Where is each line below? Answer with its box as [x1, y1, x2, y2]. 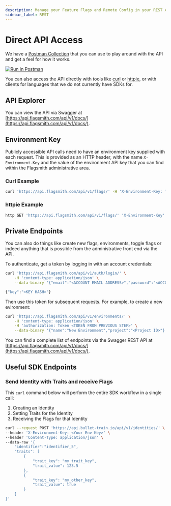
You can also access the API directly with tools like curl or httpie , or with [5, 76, 157, 82]
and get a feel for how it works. [5, 56, 71, 63]
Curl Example [5, 177, 39, 185]
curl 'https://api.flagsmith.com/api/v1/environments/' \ [5, 314, 131, 319]
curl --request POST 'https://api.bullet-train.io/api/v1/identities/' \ [5, 425, 165, 430]
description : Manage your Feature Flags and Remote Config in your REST [5, 7, 163, 13]
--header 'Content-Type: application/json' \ [5, 435, 103, 440]
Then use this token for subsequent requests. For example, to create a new [5, 299, 163, 305]
